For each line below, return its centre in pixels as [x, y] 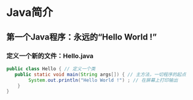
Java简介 [30, 12]
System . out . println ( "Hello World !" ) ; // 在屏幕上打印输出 [103, 80]
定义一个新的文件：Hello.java [50, 55]
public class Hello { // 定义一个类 [51, 69]
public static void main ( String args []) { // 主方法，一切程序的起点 [100, 74]
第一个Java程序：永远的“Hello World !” [82, 37]
